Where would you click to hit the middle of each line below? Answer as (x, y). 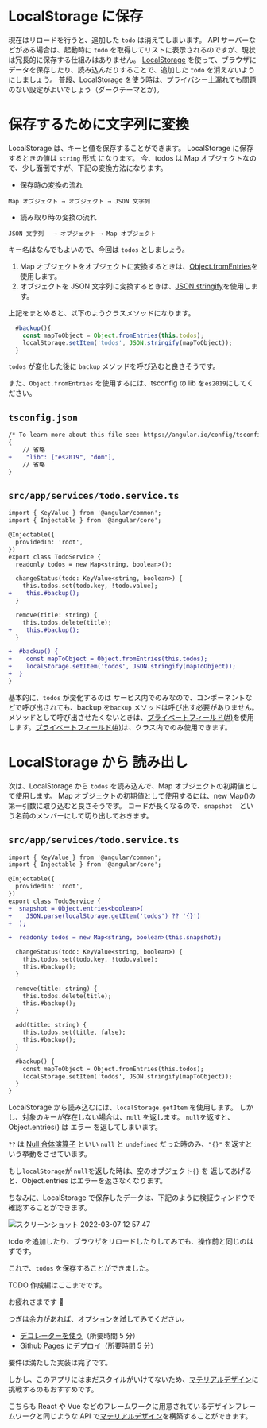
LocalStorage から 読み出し (98, 762)
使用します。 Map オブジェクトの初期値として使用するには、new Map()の (135, 795)
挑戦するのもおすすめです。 (53, 1389)
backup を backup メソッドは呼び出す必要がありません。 (168, 707)
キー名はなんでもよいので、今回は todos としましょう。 (99, 249)
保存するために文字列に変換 (99, 125)
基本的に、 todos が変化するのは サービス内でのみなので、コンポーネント (127, 697)
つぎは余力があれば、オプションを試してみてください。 (99, 1319)
